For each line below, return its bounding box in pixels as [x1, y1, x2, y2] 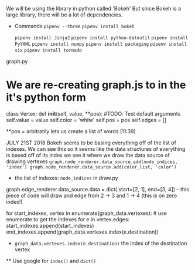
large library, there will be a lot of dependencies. [6, 11, 123, 18]
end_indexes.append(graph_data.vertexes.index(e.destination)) [6, 228, 159, 235]
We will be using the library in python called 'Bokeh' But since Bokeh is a [6, 5, 182, 12]
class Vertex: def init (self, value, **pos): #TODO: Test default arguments [6, 110, 181, 117]
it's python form [6, 91, 86, 104]
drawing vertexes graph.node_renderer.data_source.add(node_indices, [6, 158, 178, 165]
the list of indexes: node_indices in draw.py [14, 174, 118, 181]
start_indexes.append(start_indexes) [6, 222, 94, 229]
